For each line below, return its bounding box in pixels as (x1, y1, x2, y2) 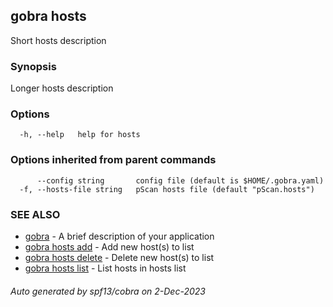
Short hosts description (10, 34, 107, 46)
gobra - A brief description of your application (24, 230, 215, 242)
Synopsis (10, 59, 57, 73)
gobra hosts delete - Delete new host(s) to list (24, 252, 215, 263)
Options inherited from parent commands (10, 153, 217, 167)
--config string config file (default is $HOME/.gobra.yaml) (36, 175, 325, 186)
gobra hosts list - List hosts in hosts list (24, 262, 187, 274)
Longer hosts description (10, 82, 114, 94)
